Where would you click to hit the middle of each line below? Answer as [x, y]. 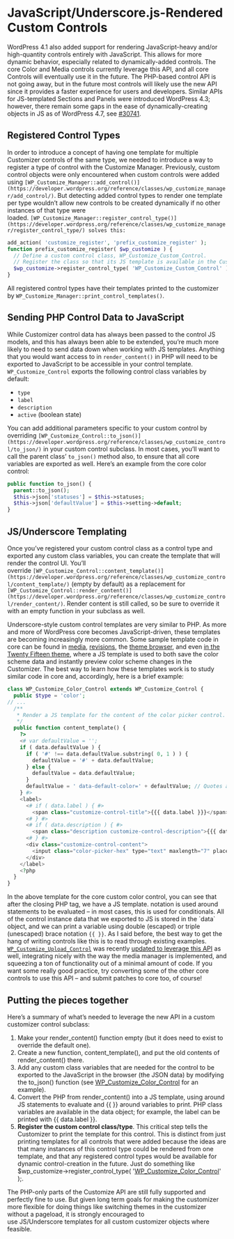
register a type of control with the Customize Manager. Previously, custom [114, 167]
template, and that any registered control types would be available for [117, 1156]
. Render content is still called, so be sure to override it [141, 603]
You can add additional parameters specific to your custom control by [107, 428]
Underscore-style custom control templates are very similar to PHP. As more [117, 624]
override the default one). [54, 1045]
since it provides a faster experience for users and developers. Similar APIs [115, 91]
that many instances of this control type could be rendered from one [115, 1148]
